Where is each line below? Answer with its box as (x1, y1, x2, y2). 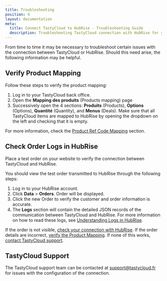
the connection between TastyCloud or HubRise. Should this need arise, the (5, 49, 161, 55)
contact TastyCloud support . (5, 237, 64, 243)
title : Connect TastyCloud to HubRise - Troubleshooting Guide (9, 26, 143, 31)
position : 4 (5, 12, 30, 17)
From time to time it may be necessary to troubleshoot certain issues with (5, 44, 156, 50)
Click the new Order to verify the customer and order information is (12, 196, 150, 202)
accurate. (12, 201, 32, 207)
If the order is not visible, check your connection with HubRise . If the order (5, 227, 158, 233)
